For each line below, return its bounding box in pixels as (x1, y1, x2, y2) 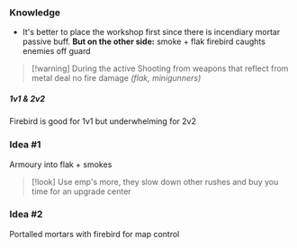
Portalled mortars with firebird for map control (9, 228, 180, 239)
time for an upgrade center (31, 186, 132, 197)
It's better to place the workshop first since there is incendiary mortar (22, 27, 281, 38)
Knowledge (9, 6, 61, 19)
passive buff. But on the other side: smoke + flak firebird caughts (22, 36, 265, 47)
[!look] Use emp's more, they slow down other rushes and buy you (31, 176, 279, 187)
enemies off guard (22, 46, 92, 57)
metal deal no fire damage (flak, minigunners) (31, 73, 202, 84)
